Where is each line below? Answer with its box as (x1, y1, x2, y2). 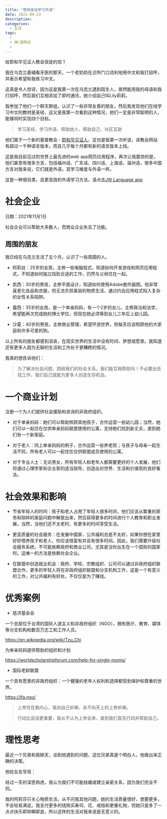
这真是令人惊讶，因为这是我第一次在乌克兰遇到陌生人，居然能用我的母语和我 (5, 86, 162, 92)
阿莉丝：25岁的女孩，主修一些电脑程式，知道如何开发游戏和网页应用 (12, 265, 153, 271)
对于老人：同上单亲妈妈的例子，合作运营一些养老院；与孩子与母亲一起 (12, 442, 157, 448)
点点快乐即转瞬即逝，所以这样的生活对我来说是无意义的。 (5, 809, 123, 815)
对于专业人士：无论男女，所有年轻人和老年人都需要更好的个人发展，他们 (12, 459, 161, 465)
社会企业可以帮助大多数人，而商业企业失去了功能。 (5, 224, 110, 230)
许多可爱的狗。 (21, 328, 52, 334)
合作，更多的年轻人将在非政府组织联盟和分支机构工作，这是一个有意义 (16, 567, 161, 573)
